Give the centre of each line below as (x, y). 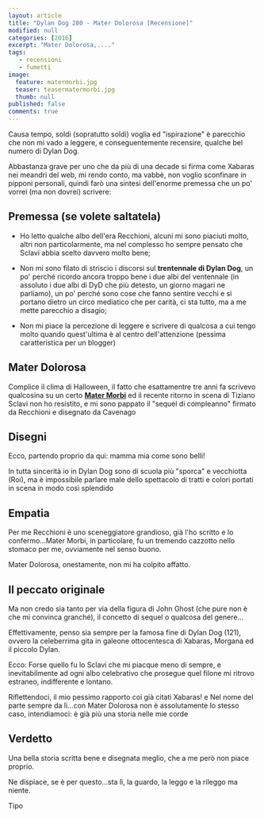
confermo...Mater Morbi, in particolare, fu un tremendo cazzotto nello (122, 541)
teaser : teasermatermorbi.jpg (65, 89)
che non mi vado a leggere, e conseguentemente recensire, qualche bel (126, 143)
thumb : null (35, 97)
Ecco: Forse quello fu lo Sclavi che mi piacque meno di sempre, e (115, 665)
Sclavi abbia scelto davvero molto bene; (85, 253)
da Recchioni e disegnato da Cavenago (72, 412)
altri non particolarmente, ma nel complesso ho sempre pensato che (131, 244)
